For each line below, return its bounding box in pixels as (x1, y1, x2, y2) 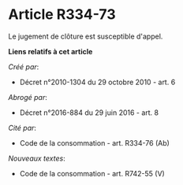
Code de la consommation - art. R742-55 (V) (19, 168, 166, 178)
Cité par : (8, 123, 37, 132)
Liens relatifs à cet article (8, 46, 93, 56)
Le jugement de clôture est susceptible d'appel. (8, 31, 163, 41)
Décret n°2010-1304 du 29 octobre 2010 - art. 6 (19, 77, 176, 87)
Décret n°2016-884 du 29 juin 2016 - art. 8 (19, 108, 159, 117)
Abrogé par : (8, 92, 47, 102)
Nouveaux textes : (8, 154, 65, 163)
